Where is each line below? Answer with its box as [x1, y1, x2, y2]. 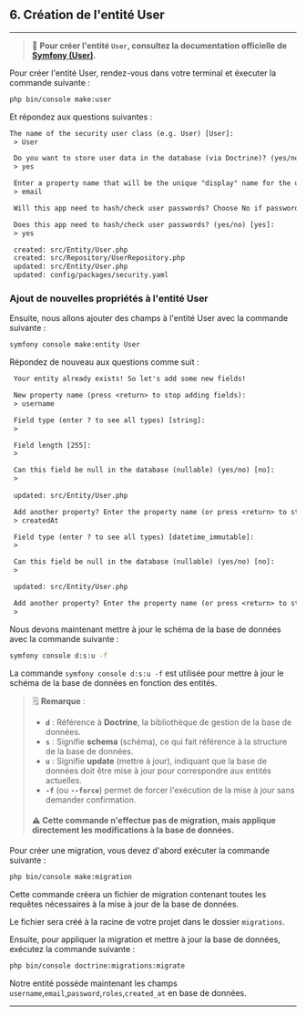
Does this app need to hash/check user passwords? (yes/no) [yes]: [13, 220, 275, 229]
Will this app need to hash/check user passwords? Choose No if [13, 203, 262, 213]
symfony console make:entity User [9, 340, 141, 349]
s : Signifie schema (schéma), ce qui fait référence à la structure [45, 736, 288, 747]
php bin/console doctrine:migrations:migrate [9, 961, 185, 970]
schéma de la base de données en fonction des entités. [9, 677, 218, 688]
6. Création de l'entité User [9, 7, 166, 23]
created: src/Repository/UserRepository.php [13, 254, 185, 263]
